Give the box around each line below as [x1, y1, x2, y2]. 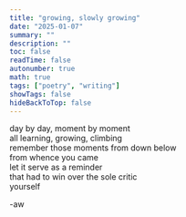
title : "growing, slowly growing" [9, 13, 141, 23]
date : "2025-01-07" [9, 22, 84, 31]
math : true [9, 73, 51, 82]
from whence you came [9, 152, 98, 163]
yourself [9, 181, 41, 192]
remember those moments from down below [9, 142, 177, 153]
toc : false [9, 47, 51, 57]
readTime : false [9, 56, 71, 65]
